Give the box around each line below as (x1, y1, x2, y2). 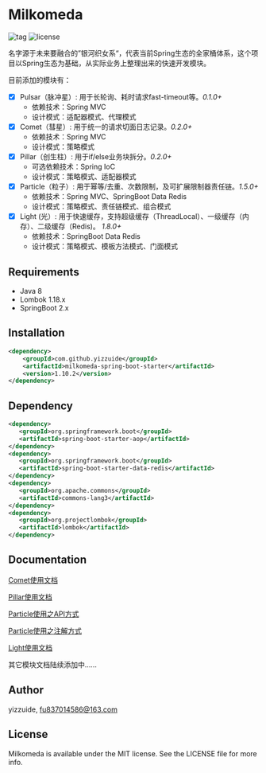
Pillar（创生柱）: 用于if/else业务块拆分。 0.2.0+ (19, 152, 172, 162)
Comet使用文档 (8, 575, 58, 584)
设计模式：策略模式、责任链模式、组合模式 (31, 201, 172, 212)
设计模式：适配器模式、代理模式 (31, 112, 137, 121)
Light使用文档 (8, 642, 53, 652)
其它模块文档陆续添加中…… (8, 659, 98, 670)
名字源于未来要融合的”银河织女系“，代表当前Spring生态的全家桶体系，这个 (8, 48, 252, 57)
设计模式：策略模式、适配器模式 (31, 172, 137, 182)
